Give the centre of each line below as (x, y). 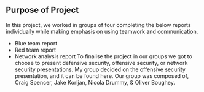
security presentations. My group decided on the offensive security (100, 69)
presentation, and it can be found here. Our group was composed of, (101, 75)
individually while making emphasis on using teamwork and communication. (102, 31)
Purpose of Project (42, 10)
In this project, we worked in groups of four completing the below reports (98, 25)
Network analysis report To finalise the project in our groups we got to (104, 56)
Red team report (35, 50)
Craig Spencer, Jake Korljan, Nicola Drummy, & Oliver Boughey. (95, 82)
